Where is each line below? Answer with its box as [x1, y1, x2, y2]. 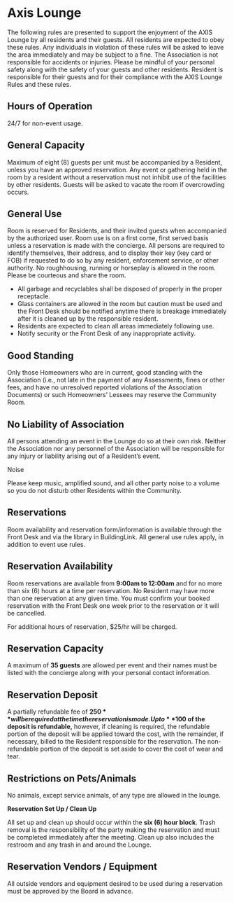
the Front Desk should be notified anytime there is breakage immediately [17, 307, 227, 316]
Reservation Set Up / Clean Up [7, 805, 97, 813]
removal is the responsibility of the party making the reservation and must [7, 826, 220, 834]
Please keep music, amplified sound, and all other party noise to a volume [7, 479, 220, 487]
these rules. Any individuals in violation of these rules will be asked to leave [7, 43, 224, 51]
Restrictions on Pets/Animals [7, 772, 137, 784]
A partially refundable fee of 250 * [7, 707, 107, 716]
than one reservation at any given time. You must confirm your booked [7, 594, 210, 602]
